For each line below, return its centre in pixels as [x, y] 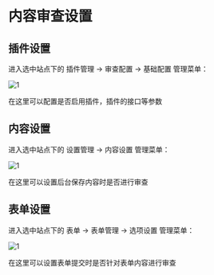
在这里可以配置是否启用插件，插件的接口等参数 [85, 101]
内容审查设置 [51, 16]
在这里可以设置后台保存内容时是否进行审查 [78, 182]
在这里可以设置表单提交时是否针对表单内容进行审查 [92, 262]
